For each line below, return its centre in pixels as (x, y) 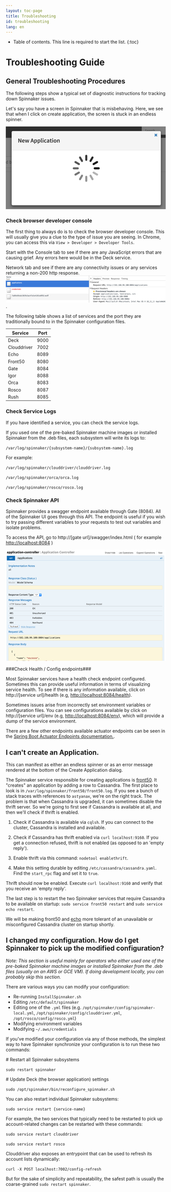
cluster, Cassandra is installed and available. (59, 827)
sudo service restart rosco (36, 1144)
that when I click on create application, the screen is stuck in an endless (81, 114)
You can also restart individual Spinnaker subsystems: (62, 1099)
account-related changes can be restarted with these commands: (74, 1124)
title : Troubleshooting (31, 16)
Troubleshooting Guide (55, 62)
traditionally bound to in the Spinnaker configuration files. (66, 322)
